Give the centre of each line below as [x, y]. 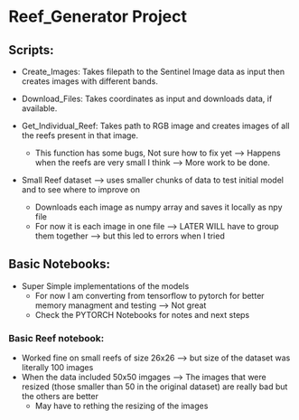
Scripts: [31, 50]
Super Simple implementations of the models [105, 285]
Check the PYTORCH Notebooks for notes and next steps [142, 314]
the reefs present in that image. [80, 135]
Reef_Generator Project [98, 17]
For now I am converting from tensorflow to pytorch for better [149, 295]
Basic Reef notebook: [56, 338]
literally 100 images [57, 368]
